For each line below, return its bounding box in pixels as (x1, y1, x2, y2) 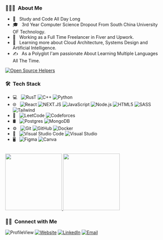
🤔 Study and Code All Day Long (12, 16, 80, 22)
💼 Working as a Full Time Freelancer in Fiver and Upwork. (12, 34, 134, 40)
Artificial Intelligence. (12, 45, 57, 51)
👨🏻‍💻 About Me (5, 5, 43, 12)
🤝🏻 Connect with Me (5, 218, 57, 225)
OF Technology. (12, 29, 46, 35)
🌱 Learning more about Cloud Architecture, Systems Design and (12, 40, 148, 46)
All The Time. (12, 58, 40, 64)
